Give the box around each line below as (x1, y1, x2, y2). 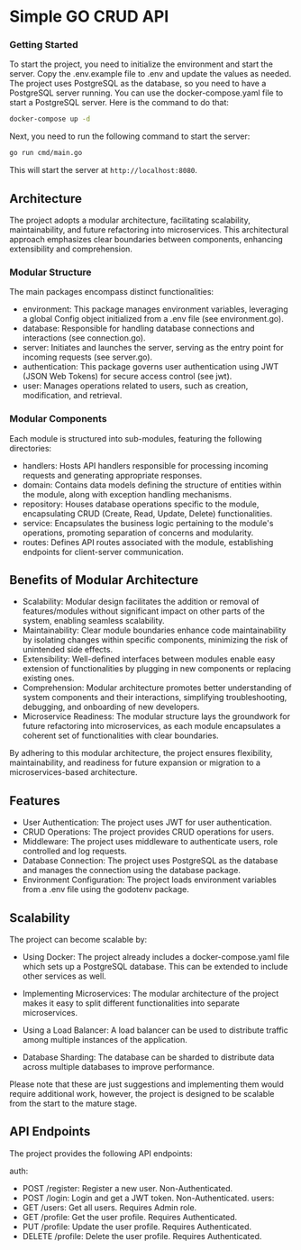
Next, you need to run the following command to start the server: (9, 131, 251, 141)
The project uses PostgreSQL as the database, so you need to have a (9, 78, 267, 89)
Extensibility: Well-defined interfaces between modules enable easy (22, 653, 276, 664)
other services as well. (22, 971, 106, 981)
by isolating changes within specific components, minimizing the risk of (22, 634, 288, 645)
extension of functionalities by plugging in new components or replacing (22, 663, 291, 674)
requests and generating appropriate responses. (22, 470, 203, 480)
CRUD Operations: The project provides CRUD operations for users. (22, 826, 275, 837)
